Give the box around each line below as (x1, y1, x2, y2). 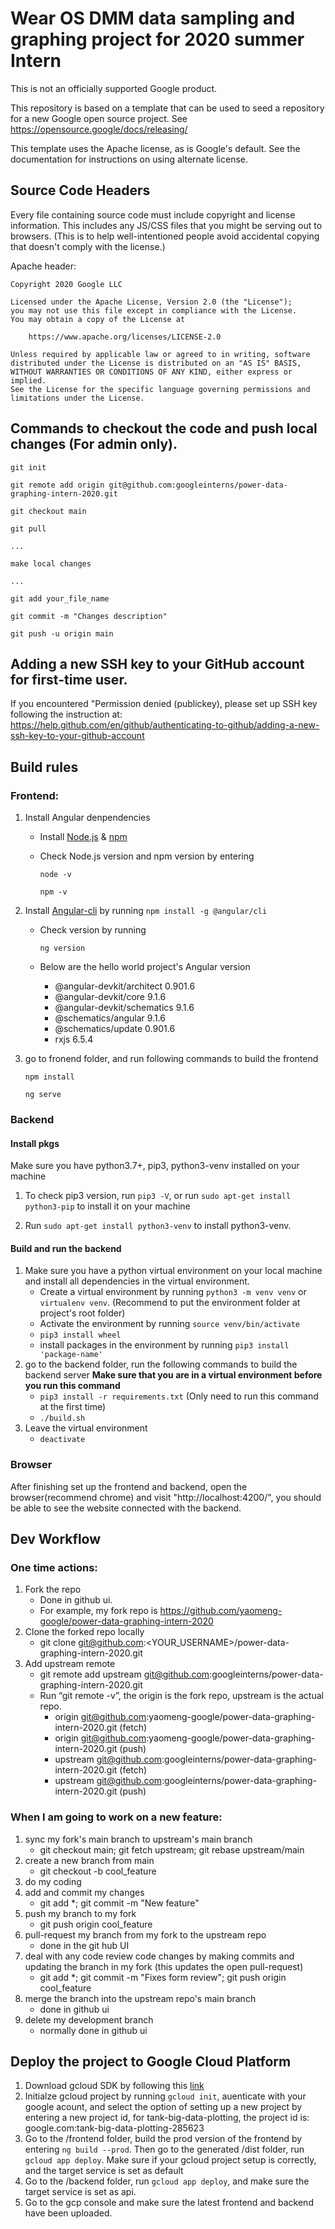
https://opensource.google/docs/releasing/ (10, 123, 188, 135)
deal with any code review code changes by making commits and (24, 1950, 295, 1962)
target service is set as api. (24, 2186, 137, 2198)
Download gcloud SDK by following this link (24, 2080, 205, 2092)
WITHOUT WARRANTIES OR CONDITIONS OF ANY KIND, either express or (10, 367, 293, 377)
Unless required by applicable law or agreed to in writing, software (10, 349, 311, 359)
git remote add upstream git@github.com (39, 1668, 210, 1681)
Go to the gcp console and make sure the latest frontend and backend (24, 2197, 314, 2209)
